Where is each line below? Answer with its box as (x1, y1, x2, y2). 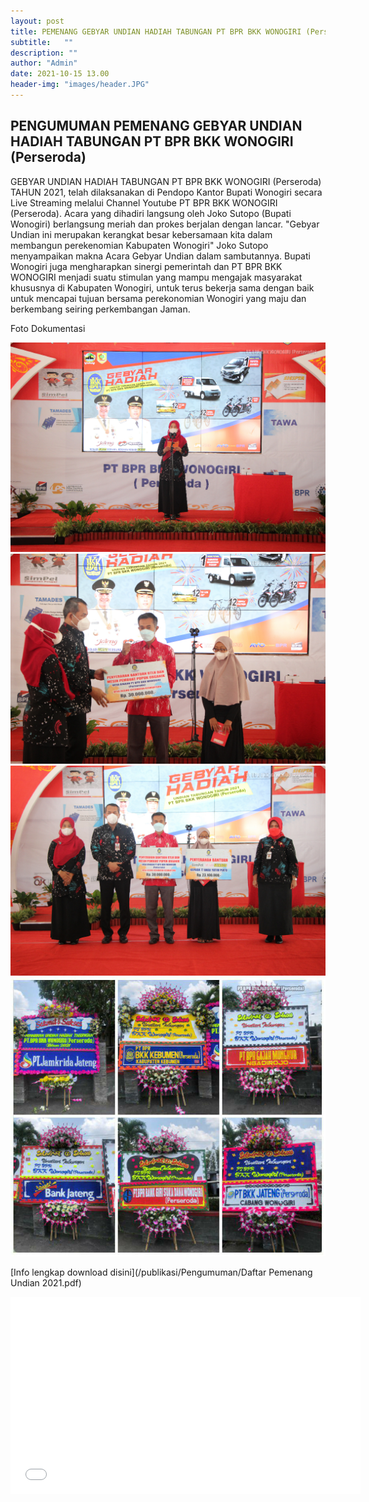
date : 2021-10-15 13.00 (10, 69, 110, 79)
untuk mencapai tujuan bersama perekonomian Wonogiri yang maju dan (10, 292, 307, 304)
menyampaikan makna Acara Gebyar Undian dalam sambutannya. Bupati (10, 250, 311, 262)
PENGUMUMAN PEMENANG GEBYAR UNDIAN (10, 118, 303, 135)
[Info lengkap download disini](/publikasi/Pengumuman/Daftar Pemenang (10, 1266, 313, 1279)
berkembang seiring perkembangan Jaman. (10, 303, 191, 315)
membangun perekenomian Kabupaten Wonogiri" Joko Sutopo (10, 239, 269, 251)
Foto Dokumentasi (10, 322, 86, 334)
